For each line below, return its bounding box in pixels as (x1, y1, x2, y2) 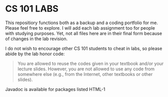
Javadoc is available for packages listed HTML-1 (5, 86, 106, 92)
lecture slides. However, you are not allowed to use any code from (17, 66, 155, 72)
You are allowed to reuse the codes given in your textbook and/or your (17, 60, 164, 66)
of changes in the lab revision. (5, 36, 68, 42)
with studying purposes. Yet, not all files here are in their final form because (5, 30, 162, 36)
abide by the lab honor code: (5, 51, 65, 57)
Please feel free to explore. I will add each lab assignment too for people (5, 25, 155, 31)
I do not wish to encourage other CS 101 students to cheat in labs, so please (5, 45, 162, 51)
